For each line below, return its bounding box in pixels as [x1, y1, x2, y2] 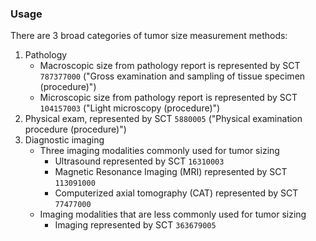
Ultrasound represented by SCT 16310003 [54, 155, 225, 167]
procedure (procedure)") [24, 123, 127, 136]
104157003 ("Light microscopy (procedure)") [39, 102, 221, 114]
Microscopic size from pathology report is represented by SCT [39, 92, 298, 104]
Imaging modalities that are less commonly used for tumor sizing [39, 208, 307, 221]
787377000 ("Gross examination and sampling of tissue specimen [39, 70, 306, 82]
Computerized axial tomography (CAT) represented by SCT [54, 187, 299, 199]
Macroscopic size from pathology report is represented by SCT [39, 60, 301, 72]
